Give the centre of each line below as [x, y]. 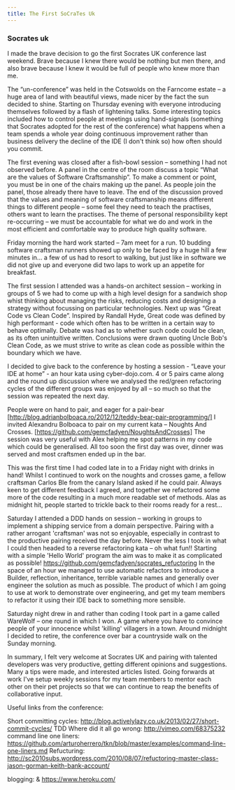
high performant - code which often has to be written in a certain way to [111, 323]
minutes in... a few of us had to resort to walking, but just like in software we [117, 257]
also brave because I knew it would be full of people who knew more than [113, 68]
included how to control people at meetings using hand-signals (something [115, 119]
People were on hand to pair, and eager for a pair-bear [86, 409]
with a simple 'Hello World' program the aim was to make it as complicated [115, 555]
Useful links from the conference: [55, 708]
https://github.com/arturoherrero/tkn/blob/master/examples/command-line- [116, 743]
